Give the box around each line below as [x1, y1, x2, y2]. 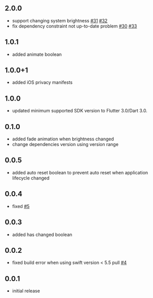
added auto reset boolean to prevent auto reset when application [12, 169, 148, 175]
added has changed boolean [12, 231, 72, 237]
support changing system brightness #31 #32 [12, 17, 108, 23]
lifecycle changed [12, 175, 50, 181]
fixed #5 [12, 203, 30, 209]
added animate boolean [12, 51, 62, 57]
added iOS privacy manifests [12, 79, 73, 85]
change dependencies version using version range [12, 141, 119, 147]
